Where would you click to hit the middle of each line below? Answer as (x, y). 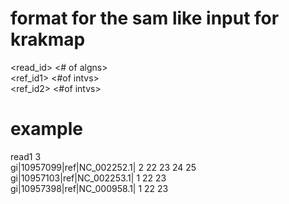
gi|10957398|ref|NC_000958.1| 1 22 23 (89, 188)
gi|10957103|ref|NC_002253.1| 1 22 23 (88, 178)
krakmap (48, 39)
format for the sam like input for (145, 18)
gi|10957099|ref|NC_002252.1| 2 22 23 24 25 (103, 167)
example (47, 129)
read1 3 (26, 156)
